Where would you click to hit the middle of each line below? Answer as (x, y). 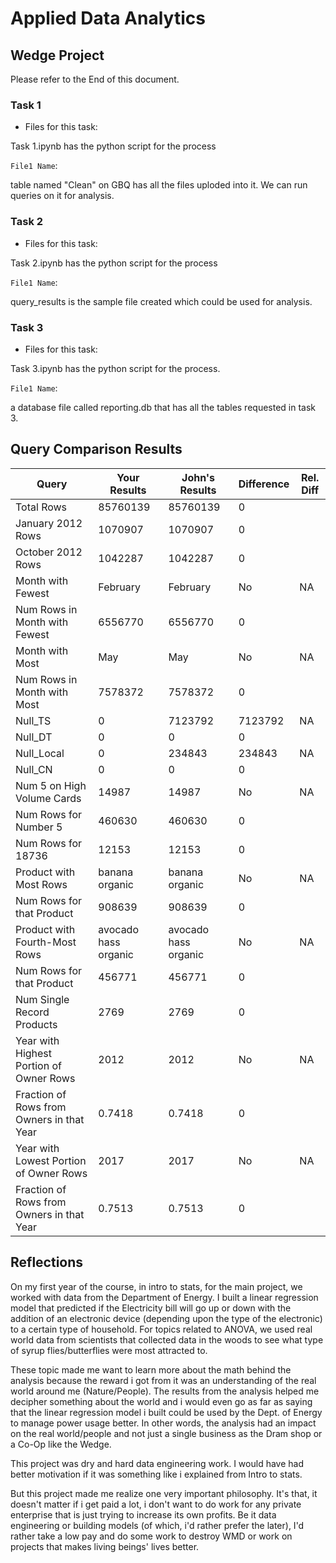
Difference (264, 484)
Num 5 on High (51, 785)
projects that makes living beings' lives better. (105, 1546)
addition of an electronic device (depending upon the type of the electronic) (166, 1318)
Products (36, 1024)
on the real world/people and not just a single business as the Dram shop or (166, 1433)
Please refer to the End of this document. (95, 79)
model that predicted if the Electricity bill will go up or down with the (151, 1308)
